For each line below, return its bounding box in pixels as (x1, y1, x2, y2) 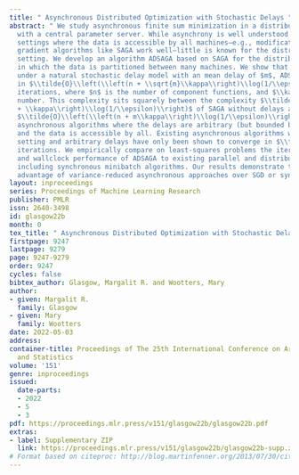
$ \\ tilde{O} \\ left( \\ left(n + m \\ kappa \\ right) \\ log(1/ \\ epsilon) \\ (17, 112, 277, 121)
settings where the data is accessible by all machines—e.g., (17, 37, 253, 47)
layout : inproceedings (9, 179, 93, 188)
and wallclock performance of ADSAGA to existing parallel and (17, 153, 256, 163)
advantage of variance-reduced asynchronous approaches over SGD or (17, 170, 277, 179)
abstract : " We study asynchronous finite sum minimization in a (9, 21, 256, 30)
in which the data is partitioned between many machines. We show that (17, 63, 289, 72)
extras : (9, 427, 38, 437)
